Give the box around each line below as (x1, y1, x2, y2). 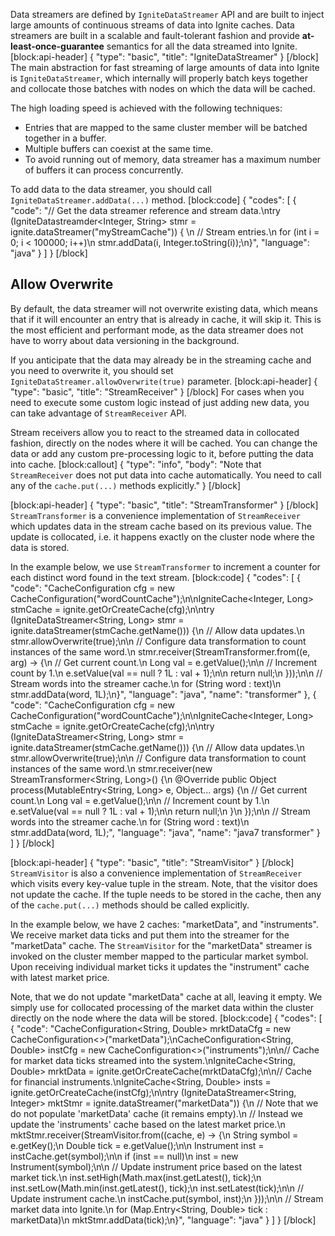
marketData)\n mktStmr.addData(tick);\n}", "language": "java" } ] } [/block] (10, 1214, 317, 1226)
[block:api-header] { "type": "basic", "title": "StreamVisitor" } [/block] (10, 856, 295, 868)
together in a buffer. (24, 132, 107, 144)
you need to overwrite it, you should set (10, 364, 174, 376)
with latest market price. (10, 971, 110, 983)
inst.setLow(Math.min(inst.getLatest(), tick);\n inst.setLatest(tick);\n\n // (10, 1182, 305, 1194)
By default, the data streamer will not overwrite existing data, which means (10, 302, 318, 314)
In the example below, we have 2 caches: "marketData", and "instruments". (10, 918, 319, 930)
